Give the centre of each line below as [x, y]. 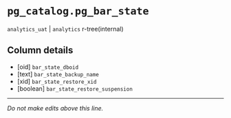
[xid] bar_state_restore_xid [57, 81]
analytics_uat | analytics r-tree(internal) [65, 29]
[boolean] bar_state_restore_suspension [75, 88]
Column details [40, 50]
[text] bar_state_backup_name [58, 74]
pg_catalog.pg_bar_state [78, 11]
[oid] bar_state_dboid [48, 67]
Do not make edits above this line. [55, 108]
